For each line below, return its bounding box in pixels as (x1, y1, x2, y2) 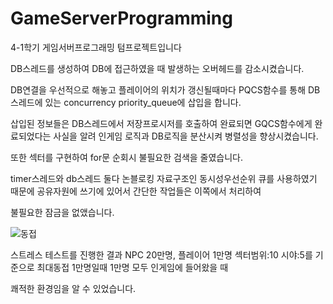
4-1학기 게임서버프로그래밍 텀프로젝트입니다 (10, 41, 182, 53)
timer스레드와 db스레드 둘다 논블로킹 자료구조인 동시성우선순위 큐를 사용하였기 (10, 172, 318, 184)
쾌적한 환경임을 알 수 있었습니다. (10, 282, 137, 294)
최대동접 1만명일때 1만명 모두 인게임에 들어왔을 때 (36, 261, 229, 273)
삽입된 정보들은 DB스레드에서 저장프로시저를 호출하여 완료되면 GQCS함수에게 (10, 117, 313, 129)
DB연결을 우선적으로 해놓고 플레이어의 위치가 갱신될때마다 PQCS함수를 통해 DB (10, 83, 321, 96)
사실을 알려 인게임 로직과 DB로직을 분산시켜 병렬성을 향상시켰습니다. (53, 130, 319, 142)
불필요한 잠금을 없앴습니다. (10, 206, 115, 218)
